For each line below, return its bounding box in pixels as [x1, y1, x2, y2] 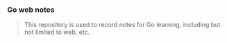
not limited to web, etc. [24, 28, 90, 36]
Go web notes [7, 5, 55, 15]
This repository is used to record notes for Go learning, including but [24, 21, 221, 29]
